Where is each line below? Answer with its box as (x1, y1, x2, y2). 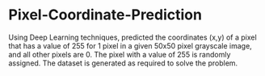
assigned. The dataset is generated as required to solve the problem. (8, 58, 238, 68)
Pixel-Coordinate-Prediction (8, 6, 202, 24)
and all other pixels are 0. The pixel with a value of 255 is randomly (8, 49, 231, 59)
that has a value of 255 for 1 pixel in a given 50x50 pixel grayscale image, (8, 40, 252, 50)
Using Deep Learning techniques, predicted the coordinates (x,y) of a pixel (8, 32, 257, 42)
